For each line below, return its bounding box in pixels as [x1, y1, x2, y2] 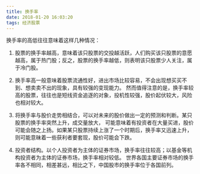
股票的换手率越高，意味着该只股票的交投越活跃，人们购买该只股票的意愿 [14, 49, 192, 56]
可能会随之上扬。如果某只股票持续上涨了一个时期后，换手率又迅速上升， [14, 126, 192, 134]
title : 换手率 [6, 8, 39, 15]
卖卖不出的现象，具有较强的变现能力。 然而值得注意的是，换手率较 [30, 84, 194, 91]
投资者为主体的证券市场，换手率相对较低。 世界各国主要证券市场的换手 [20, 154, 194, 161]
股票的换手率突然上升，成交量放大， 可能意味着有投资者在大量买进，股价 [14, 119, 194, 126]
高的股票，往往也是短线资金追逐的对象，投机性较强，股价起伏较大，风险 [14, 91, 192, 99]
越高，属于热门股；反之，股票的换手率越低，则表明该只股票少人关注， [14, 57, 187, 64]
